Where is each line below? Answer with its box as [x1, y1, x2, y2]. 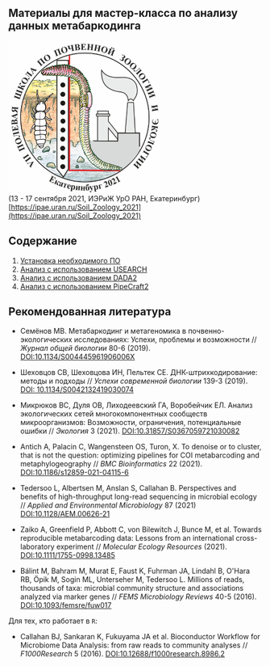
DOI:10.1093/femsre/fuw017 [19, 601, 112, 610]
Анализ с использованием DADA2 [19, 272, 138, 282]
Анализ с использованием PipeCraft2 [19, 281, 149, 291]
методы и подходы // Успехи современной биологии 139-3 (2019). [19, 376, 248, 386]
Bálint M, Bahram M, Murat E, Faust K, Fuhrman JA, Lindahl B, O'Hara [19, 566, 251, 576]
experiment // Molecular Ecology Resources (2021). [56, 542, 227, 552]
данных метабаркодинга [8, 19, 141, 33]
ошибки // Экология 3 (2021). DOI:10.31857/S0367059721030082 [19, 426, 240, 436]
